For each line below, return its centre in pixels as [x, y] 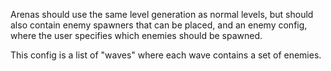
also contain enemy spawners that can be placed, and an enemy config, [159, 25]
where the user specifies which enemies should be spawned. [136, 35]
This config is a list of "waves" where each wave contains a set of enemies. [166, 55]
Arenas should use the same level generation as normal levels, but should [162, 14]
